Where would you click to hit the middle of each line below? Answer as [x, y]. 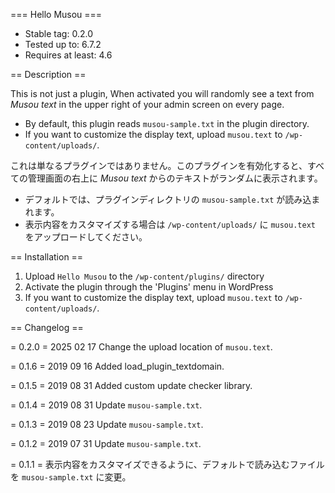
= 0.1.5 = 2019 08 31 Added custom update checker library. [131, 385]
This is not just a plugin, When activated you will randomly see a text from [162, 93]
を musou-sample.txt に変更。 [71, 477]
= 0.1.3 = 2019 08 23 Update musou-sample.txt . [107, 424]
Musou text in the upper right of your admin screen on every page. [147, 104]
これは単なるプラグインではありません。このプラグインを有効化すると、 [159, 165]
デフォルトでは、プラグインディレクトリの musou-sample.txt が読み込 [168, 199]
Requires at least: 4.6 [68, 55]
